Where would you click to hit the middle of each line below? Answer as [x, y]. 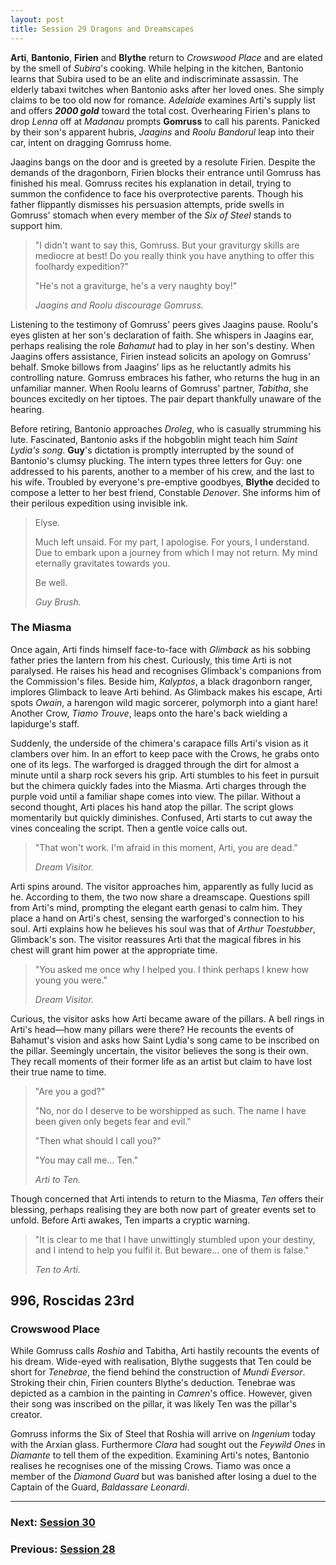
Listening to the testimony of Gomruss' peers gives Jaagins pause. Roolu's [164, 324]
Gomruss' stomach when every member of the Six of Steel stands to [151, 215]
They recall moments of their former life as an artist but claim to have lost [161, 1061]
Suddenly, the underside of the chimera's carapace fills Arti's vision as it [159, 743]
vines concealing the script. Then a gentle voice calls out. [129, 828]
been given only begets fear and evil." [113, 1121]
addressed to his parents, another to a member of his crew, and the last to [162, 471]
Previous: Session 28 [63, 1549]
